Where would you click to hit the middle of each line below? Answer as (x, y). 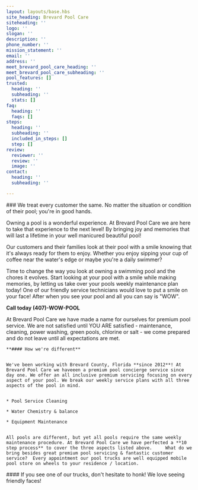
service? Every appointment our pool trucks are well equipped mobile (96, 458)
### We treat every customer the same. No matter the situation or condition (99, 205)
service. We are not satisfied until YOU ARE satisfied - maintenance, (89, 325)
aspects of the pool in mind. (44, 385)
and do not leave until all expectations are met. (63, 338)
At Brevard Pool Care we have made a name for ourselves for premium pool (98, 319)
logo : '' (17, 28)
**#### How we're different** (44, 349)
